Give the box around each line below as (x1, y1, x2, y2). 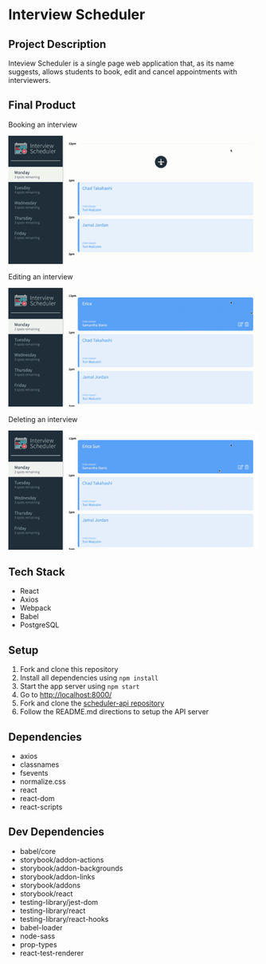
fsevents (19, 768, 49, 778)
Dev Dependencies (8, 825, 105, 839)
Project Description (8, 38, 107, 51)
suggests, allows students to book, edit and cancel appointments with (8, 67, 237, 77)
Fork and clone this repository (19, 665, 119, 674)
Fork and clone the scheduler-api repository (19, 698, 165, 708)
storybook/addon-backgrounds (19, 863, 123, 873)
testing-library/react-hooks (19, 914, 109, 923)
